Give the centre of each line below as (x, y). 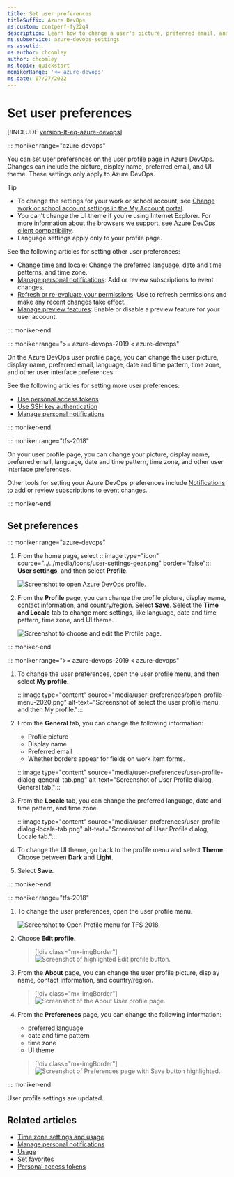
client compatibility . (45, 231)
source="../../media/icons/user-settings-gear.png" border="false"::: (114, 563)
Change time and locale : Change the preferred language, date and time (119, 265)
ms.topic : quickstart (39, 66)
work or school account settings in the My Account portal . (101, 208)
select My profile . (43, 682)
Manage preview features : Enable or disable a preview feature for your (118, 309)
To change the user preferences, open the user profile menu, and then (118, 674)
